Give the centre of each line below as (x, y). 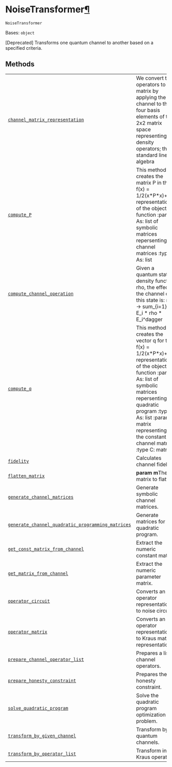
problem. (147, 721)
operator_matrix (28, 632)
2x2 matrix (149, 123)
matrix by (147, 91)
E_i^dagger (149, 319)
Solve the (147, 695)
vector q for (150, 340)
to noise (146, 610)
